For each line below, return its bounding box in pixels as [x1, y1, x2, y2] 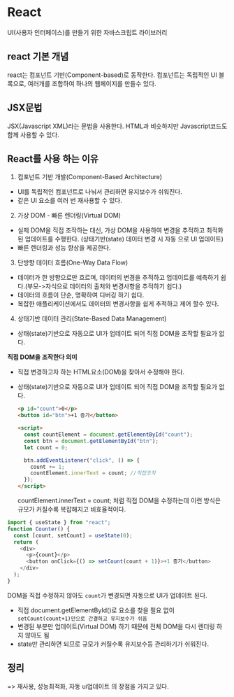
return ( [13, 538, 39, 546]
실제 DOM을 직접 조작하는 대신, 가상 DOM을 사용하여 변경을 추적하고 [17, 226, 205, 234]
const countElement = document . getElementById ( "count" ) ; [24, 431, 193, 438]
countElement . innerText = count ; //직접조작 [30, 470, 156, 477]
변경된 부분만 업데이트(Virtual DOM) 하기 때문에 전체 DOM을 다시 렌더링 [17, 622, 215, 631]
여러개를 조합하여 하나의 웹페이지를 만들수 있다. [27, 79, 156, 87]
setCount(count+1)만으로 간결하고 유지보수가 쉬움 [17, 615, 148, 622]
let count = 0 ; [24, 444, 68, 451]
